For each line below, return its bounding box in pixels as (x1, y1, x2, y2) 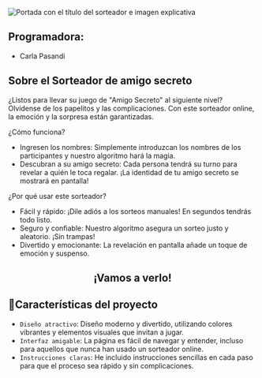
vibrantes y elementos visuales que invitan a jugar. (19, 327, 184, 337)
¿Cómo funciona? (8, 127, 65, 137)
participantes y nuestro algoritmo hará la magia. (19, 151, 176, 160)
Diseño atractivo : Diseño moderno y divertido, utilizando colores (19, 319, 233, 328)
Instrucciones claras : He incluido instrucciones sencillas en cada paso (19, 352, 254, 362)
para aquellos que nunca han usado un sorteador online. (19, 344, 204, 354)
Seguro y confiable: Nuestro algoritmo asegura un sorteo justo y (19, 223, 229, 233)
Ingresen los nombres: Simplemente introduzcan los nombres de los (19, 142, 241, 152)
